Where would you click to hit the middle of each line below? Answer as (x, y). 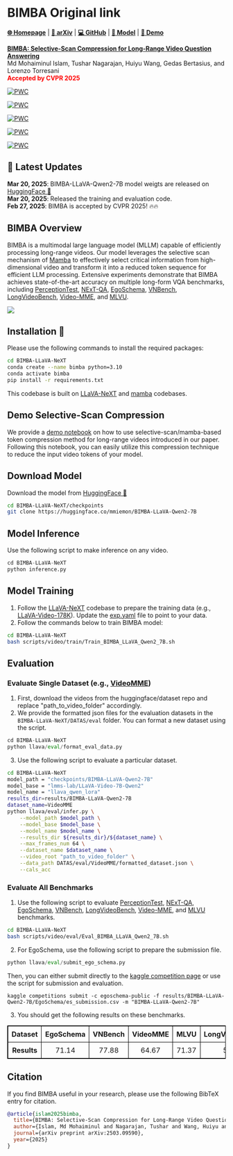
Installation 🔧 (36, 331)
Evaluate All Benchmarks (50, 887)
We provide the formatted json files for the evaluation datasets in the (115, 713)
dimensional (25, 267)
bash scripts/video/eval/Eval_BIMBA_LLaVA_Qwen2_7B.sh (88, 936)
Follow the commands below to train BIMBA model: (90, 622)
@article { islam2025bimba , (44, 1114)
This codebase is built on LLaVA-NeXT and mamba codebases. (97, 393)
